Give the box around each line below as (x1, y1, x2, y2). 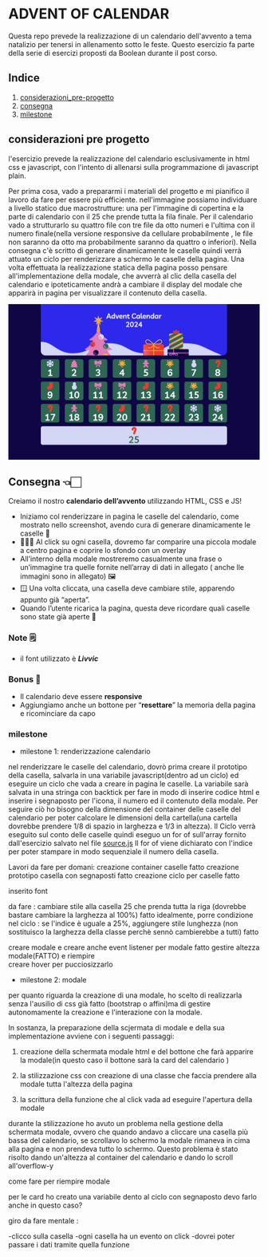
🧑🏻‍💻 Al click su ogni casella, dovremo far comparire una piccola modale (19, 537, 257, 547)
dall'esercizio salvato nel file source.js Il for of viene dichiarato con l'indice (8, 839, 253, 848)
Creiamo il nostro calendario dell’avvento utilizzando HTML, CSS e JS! (8, 496, 242, 506)
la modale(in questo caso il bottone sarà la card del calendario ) (19, 1055, 230, 1065)
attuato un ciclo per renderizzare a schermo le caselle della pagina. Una (8, 254, 245, 263)
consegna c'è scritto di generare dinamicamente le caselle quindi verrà (8, 245, 242, 255)
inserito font (8, 887, 48, 896)
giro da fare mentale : (8, 1216, 79, 1226)
